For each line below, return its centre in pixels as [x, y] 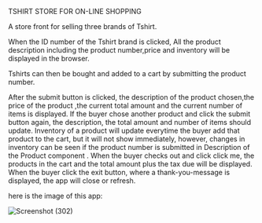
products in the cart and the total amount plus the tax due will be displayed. [131, 164]
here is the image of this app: [55, 196]
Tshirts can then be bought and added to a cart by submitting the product [127, 73]
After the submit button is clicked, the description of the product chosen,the [131, 97]
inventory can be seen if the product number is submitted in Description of [129, 147]
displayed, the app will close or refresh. [72, 181]
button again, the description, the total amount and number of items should [130, 122]
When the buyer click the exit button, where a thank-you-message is [119, 172]
